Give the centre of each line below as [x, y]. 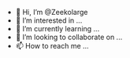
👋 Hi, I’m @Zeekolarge [52, 12]
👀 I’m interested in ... [49, 20]
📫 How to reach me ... [52, 46]
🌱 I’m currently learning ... [58, 29]
